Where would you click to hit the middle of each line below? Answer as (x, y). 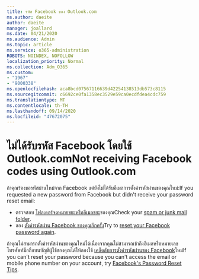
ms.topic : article (29, 45)
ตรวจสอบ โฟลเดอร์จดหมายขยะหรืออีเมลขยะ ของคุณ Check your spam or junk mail (101, 213)
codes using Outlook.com (71, 171)
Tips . (13, 270)
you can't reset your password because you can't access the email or (92, 257)
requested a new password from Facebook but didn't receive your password (100, 195)
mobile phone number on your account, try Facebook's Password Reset (94, 263)
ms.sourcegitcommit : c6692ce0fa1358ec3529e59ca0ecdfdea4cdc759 (86, 94)
